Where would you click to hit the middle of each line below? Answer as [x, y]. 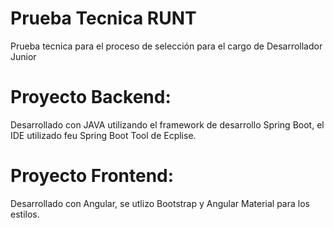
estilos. [25, 214]
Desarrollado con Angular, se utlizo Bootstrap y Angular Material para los [160, 203]
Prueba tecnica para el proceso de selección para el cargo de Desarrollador [166, 46]
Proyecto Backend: [91, 97]
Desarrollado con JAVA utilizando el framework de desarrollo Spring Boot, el [167, 124]
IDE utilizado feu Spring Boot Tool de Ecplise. [103, 135]
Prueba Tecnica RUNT [103, 18]
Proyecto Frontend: [92, 176]
